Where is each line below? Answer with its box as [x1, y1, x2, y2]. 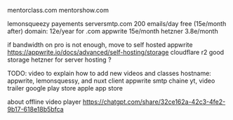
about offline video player [7, 98, 81, 106]
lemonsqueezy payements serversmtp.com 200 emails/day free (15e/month [7, 20, 227, 27]
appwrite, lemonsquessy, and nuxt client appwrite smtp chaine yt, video [7, 76, 215, 85]
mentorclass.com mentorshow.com [7, 6, 109, 14]
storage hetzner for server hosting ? [7, 55, 112, 64]
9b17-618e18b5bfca [7, 105, 65, 113]
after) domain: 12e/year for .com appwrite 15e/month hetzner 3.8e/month [7, 27, 219, 35]
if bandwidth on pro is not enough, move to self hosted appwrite [7, 41, 193, 48]
